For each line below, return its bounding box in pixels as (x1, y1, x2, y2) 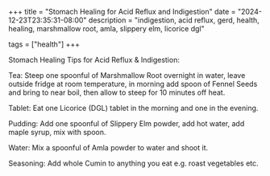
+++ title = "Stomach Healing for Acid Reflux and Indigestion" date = (8, 7, 236, 16)
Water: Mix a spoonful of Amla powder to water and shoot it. (8, 143, 209, 152)
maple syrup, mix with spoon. (8, 128, 106, 137)
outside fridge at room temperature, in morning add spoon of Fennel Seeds (8, 80, 258, 88)
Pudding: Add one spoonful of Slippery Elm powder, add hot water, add (8, 119, 245, 128)
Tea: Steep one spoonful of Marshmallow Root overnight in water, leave (8, 71, 246, 80)
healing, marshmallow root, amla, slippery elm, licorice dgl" (8, 24, 205, 33)
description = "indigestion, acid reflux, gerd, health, (88, 15, 260, 25)
